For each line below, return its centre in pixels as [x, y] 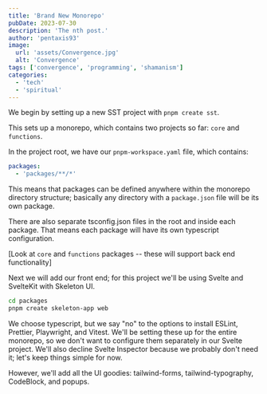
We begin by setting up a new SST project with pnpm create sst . [114, 112]
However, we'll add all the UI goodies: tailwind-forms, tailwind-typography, [131, 372]
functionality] [30, 262]
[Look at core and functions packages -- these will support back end [122, 254]
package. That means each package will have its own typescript [114, 230]
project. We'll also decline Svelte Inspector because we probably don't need [133, 349]
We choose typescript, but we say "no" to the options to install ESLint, [123, 323]
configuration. [31, 238]
